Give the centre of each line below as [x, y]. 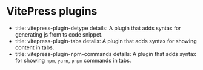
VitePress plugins [52, 11]
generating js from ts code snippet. [59, 34]
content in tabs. [35, 47]
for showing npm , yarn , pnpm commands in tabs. [73, 60]
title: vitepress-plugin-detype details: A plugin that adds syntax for [98, 28]
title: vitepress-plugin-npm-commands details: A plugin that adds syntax [105, 54]
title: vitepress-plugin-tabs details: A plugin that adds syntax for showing [106, 41]
